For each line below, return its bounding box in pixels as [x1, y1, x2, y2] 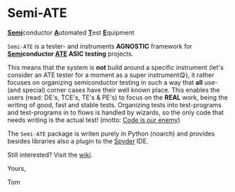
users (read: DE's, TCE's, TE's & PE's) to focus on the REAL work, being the [7, 93, 228, 102]
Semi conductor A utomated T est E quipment [7, 28, 134, 37]
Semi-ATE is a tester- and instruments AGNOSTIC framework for [7, 42, 193, 50]
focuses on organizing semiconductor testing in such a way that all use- [7, 78, 218, 86]
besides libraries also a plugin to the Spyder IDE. [7, 136, 149, 145]
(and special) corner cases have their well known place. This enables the [7, 85, 220, 94]
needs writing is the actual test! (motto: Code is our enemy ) [7, 115, 180, 124]
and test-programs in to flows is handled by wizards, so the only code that [7, 108, 224, 116]
